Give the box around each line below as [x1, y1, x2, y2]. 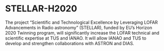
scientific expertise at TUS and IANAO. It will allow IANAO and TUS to [5, 35, 147, 41]
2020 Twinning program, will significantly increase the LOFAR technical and [5, 30, 160, 36]
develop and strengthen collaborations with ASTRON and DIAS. [5, 40, 135, 46]
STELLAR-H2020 [5, 3, 77, 14]
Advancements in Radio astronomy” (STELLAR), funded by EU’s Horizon [5, 24, 153, 30]
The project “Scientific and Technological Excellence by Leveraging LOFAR [5, 19, 158, 25]
